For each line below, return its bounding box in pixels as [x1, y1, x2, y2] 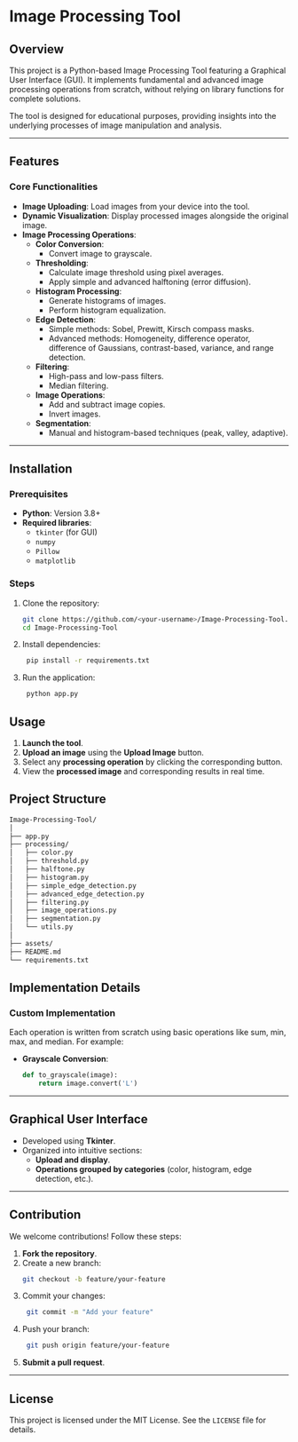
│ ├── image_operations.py [9, 906, 117, 915]
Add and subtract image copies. [48, 399, 166, 409]
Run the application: [21, 672, 96, 683]
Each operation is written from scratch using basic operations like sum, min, [9, 1027, 286, 1038]
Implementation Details [9, 979, 141, 995]
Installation [9, 462, 73, 477]
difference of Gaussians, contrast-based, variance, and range [48, 342, 274, 353]
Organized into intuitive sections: [21, 1145, 143, 1155]
